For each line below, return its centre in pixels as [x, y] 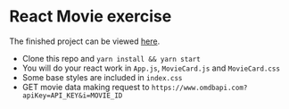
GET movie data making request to [86, 87]
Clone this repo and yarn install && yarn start [111, 58]
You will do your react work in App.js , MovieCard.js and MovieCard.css [151, 68]
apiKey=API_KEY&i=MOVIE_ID [72, 96]
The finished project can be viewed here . [85, 41]
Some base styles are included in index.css [102, 77]
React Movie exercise [91, 17]
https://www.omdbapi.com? [199, 88]
